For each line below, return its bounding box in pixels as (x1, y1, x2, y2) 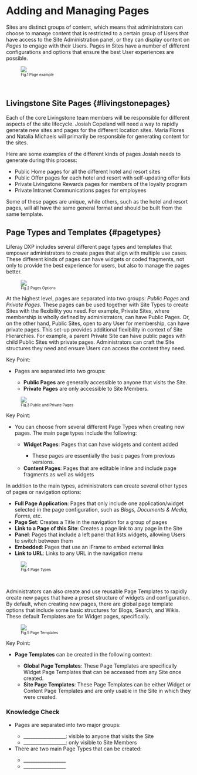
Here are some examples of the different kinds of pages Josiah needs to (6, 150, 181, 157)
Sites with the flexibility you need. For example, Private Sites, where (6, 307, 170, 314)
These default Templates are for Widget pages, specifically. (6, 612, 151, 620)
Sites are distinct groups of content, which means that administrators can (6, 23, 184, 31)
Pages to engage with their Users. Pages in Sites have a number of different (6, 42, 189, 49)
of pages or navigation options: (6, 488, 81, 495)
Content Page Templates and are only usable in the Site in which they (23, 687, 191, 694)
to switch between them (14, 537, 73, 544)
